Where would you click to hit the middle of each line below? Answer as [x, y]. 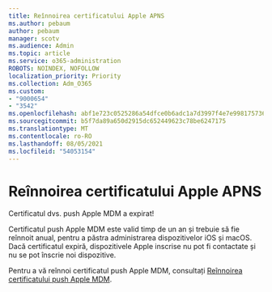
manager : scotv [34, 38]
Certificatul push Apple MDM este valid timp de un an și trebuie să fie [124, 229]
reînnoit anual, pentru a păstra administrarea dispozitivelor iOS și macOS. [130, 238]
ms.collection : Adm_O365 [50, 83]
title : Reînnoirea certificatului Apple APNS [86, 16]
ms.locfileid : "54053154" [52, 151]
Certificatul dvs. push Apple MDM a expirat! [81, 214]
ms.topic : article [39, 53]
